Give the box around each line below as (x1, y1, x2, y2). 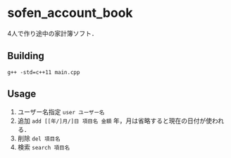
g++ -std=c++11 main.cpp (7, 68, 80, 75)
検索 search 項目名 (17, 142, 70, 151)
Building (7, 50, 44, 62)
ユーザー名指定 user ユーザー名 (17, 107, 105, 116)
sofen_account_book (7, 5, 133, 21)
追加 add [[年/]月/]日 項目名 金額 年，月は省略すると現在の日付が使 (17, 116, 213, 125)
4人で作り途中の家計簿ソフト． (7, 29, 99, 37)
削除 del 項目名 (17, 134, 61, 142)
